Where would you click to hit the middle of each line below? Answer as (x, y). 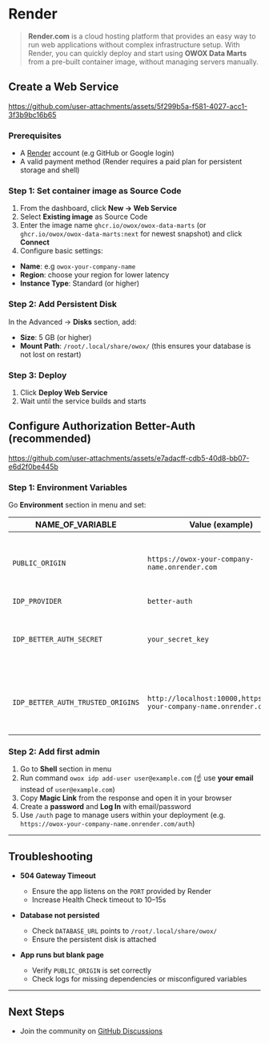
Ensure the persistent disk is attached (94, 940)
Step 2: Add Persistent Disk (63, 304)
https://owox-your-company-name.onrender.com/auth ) (107, 823)
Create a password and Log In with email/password (106, 807)
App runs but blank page (62, 955)
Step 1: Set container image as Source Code (95, 191)
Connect (34, 242)
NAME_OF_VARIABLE (76, 524)
